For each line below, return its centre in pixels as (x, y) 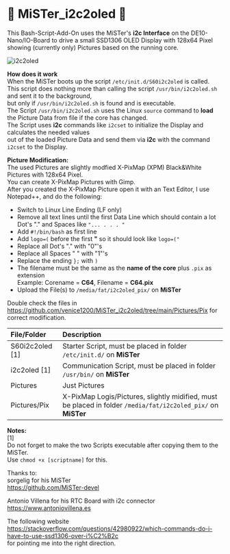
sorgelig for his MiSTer (39, 480)
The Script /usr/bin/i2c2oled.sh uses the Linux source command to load (110, 110)
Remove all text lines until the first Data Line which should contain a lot (116, 217)
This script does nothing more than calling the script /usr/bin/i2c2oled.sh (112, 88)
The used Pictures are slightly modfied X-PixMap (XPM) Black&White (104, 167)
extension (31, 275)
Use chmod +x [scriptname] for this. (57, 459)
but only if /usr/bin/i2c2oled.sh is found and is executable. (91, 103)
